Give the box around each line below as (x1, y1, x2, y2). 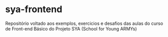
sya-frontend (5, 4, 62, 15)
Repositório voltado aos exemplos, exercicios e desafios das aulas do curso (5, 20, 163, 26)
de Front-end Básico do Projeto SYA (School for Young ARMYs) (5, 25, 137, 31)
